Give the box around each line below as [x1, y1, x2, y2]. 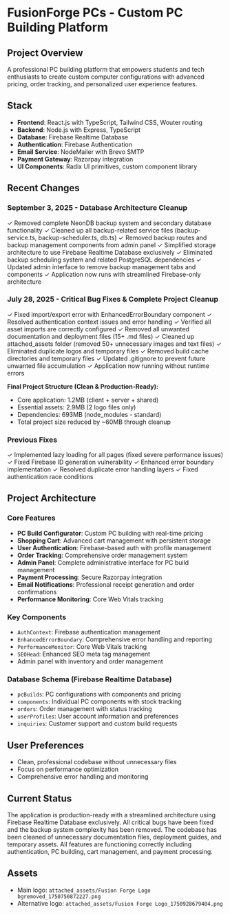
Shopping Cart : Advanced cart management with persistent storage [17, 536, 211, 545]
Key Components [7, 612, 67, 622]
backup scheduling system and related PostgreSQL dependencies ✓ [7, 255, 202, 264]
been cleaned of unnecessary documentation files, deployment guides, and [7, 833, 222, 841]
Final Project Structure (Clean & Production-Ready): [7, 382, 158, 391]
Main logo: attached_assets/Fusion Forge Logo [17, 886, 151, 894]
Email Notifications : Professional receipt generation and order [17, 580, 195, 588]
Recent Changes [7, 182, 81, 194]
